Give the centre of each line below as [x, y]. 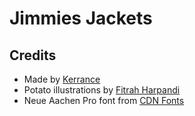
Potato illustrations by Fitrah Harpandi [102, 90]
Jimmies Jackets [81, 18]
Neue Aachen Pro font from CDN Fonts [104, 100]
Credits [33, 55]
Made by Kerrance [62, 79]
